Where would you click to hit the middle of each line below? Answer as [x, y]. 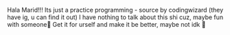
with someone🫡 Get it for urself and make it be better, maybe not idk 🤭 [106, 24]
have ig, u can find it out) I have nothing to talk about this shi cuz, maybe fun [115, 17]
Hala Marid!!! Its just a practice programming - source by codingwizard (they [115, 10]
